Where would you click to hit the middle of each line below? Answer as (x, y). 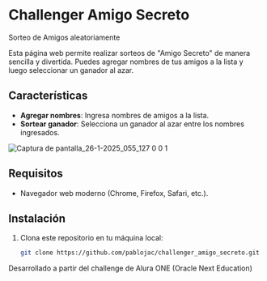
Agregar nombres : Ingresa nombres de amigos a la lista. (114, 115)
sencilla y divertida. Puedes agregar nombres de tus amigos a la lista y (126, 62)
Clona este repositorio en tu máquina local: (91, 238)
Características (48, 96)
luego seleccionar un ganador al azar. (71, 70)
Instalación (37, 218)
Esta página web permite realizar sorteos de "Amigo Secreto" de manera (129, 53)
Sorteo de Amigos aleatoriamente (64, 37)
